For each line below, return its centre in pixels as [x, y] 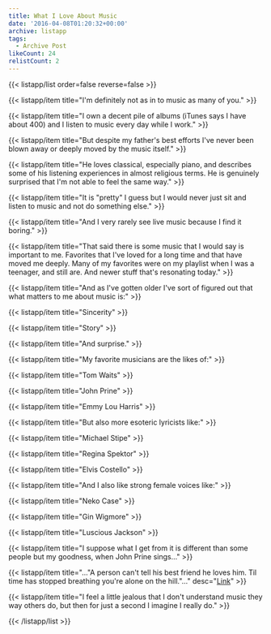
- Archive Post [41, 46]
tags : [17, 39]
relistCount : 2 [34, 62]
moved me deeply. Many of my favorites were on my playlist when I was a [131, 263]
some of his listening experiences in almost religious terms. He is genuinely [134, 173]
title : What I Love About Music [63, 16]
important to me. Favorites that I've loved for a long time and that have [125, 254]
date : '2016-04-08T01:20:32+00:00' [68, 24]
